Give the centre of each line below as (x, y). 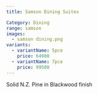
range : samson (24, 28)
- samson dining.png (37, 40)
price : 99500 (33, 67)
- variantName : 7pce (37, 61)
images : (16, 34)
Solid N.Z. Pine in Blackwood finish (49, 84)
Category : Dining (28, 22)
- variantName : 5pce (37, 51)
